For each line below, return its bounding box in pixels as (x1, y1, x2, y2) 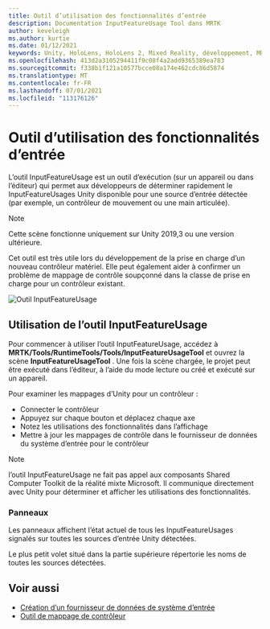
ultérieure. (8, 238, 43, 248)
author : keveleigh (8, 27, 70, 35)
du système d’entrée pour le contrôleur (19, 439, 149, 448)
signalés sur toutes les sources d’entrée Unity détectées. (8, 534, 197, 544)
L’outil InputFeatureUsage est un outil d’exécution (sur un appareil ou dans (8, 172, 255, 182)
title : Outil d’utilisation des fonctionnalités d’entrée (8, 11, 207, 20)
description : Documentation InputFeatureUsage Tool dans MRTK (8, 19, 221, 27)
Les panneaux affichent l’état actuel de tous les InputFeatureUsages (8, 525, 234, 535)
